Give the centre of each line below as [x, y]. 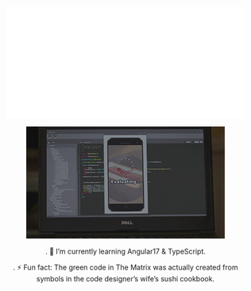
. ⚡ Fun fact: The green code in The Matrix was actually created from [125, 267]
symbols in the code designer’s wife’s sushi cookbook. [125, 279]
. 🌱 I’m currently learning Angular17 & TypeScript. [125, 251]
